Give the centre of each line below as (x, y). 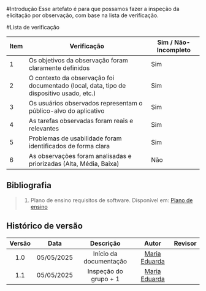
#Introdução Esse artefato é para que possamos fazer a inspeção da (93, 9)
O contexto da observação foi (71, 78)
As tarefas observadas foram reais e (81, 121)
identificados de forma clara (69, 146)
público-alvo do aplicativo (67, 111)
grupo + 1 (105, 279)
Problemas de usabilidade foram (75, 138)
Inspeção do (105, 271)
